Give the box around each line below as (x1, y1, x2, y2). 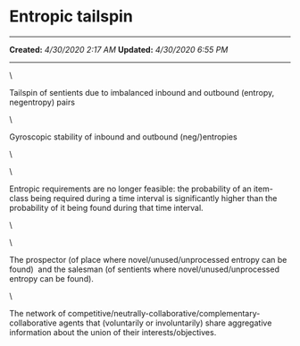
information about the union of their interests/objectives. (9, 326, 217, 337)
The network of (9, 308, 66, 318)
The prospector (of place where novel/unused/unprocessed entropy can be (9, 254, 287, 265)
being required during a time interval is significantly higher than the (29, 192, 278, 203)
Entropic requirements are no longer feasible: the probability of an (9, 183, 252, 194)
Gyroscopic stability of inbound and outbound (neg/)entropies (9, 131, 238, 142)
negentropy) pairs (9, 97, 76, 107)
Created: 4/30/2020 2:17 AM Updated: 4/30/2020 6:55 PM (9, 44, 229, 55)
